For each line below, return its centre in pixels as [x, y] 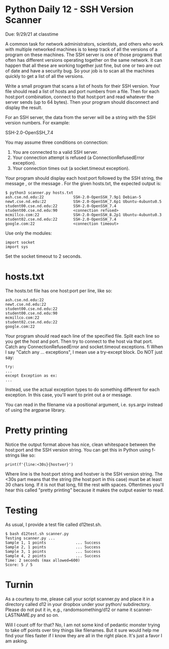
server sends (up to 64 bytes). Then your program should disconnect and [82, 102]
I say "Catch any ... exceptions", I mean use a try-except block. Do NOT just [84, 352]
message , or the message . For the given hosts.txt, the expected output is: [83, 183]
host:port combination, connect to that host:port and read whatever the [79, 97]
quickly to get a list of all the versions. [45, 76]
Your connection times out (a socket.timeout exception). [71, 168]
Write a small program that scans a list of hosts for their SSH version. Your [82, 86]
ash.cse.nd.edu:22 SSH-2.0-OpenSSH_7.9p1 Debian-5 [73, 197]
